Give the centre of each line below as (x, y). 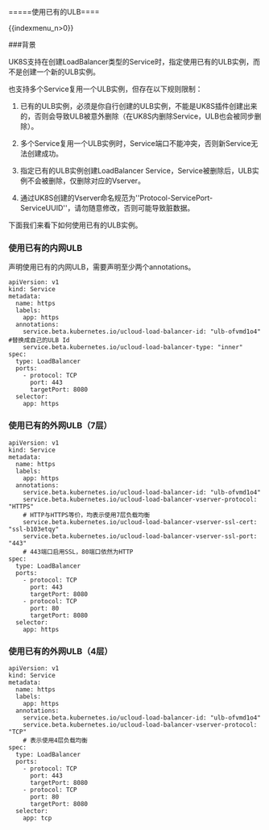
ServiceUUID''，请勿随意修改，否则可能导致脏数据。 (107, 208)
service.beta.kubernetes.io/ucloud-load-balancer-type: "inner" (133, 348)
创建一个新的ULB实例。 (61, 72)
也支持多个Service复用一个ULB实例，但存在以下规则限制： (106, 89)
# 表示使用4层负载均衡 (56, 740)
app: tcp (37, 818)
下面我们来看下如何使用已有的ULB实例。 (75, 225)
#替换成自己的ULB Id (39, 340)
